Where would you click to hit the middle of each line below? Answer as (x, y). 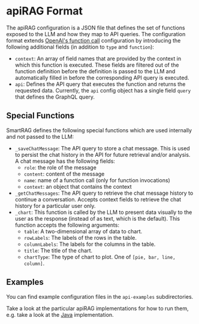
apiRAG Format (44, 11)
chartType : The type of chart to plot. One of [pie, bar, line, (99, 257)
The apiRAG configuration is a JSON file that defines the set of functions (96, 28)
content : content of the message (64, 174)
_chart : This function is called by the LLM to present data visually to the (103, 212)
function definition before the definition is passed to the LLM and (95, 71)
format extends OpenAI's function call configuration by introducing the (94, 40)
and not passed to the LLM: (40, 136)
